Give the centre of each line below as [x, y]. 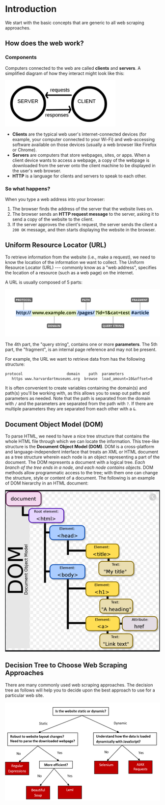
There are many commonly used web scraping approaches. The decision [79, 685]
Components [21, 57]
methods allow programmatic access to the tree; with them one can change [82, 473]
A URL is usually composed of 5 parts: [44, 282]
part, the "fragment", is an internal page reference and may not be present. [81, 349]
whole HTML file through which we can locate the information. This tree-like [82, 441]
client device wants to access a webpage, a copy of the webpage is [81, 160]
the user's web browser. [37, 171]
